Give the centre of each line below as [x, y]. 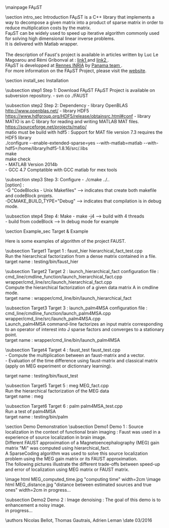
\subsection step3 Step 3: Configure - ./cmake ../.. [58, 179]
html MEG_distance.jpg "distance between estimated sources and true [78, 485]
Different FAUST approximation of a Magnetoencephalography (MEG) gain [82, 443]
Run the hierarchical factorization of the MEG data [57, 391]
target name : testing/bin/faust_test [42, 376]
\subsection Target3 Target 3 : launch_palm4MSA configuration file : [76, 308]
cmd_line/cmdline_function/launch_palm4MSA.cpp [58, 313]
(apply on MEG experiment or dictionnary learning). [59, 366]
